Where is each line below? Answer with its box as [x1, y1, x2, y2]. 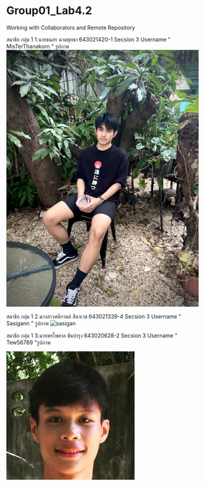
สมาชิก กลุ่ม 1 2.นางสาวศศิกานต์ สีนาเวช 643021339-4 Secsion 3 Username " [6, 312, 182, 320]
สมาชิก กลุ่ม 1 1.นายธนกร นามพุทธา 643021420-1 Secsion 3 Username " [6, 35, 171, 43]
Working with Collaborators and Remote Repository [6, 24, 135, 31]
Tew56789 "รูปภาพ [6, 339, 51, 346]
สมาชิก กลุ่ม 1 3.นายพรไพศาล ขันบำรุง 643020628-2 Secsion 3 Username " [6, 331, 178, 339]
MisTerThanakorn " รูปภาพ [6, 42, 69, 50]
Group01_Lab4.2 [6, 4, 93, 18]
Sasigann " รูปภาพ [6, 319, 49, 327]
